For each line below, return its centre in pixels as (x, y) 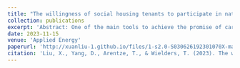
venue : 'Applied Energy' (44, 40)
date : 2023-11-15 (33, 34)
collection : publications (46, 21)
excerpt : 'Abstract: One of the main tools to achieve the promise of (115, 27)
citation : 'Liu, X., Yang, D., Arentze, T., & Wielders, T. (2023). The (118, 54)
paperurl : (22, 47)
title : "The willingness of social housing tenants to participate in (115, 14)
